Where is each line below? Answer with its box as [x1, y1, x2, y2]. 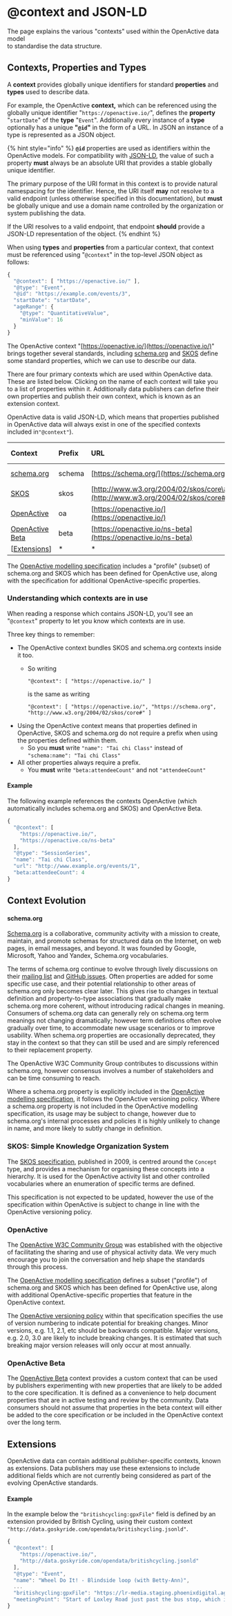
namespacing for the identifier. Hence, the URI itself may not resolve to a [7, 186, 215, 195]
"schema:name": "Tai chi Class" [27, 752, 121, 759]
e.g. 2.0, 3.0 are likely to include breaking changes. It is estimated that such [7, 1333, 222, 1342]
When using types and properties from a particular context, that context [7, 243, 214, 251]
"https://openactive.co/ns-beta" [19, 837, 116, 844]
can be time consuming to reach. [7, 1074, 101, 1083]
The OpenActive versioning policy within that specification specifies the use [7, 1311, 223, 1320]
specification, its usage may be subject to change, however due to [7, 1110, 196, 1118]
